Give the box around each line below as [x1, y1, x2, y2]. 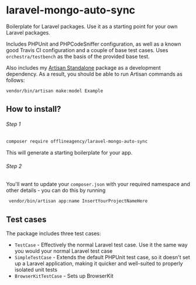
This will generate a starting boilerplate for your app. [6, 149, 133, 156]
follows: [6, 77, 25, 84]
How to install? [6, 104, 61, 114]
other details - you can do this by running [6, 187, 106, 194]
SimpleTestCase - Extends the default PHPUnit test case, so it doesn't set [14, 254, 190, 261]
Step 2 [6, 162, 22, 170]
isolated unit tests [14, 266, 57, 273]
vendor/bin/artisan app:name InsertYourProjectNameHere [8, 198, 148, 204]
